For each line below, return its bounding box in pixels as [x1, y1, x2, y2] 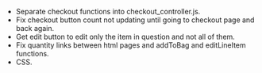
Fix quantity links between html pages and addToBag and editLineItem [15, 40, 246, 50]
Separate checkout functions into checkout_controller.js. [15, 7, 201, 16]
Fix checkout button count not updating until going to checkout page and [15, 15, 255, 25]
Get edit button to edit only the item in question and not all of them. [15, 32, 236, 41]
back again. [15, 24, 54, 33]
